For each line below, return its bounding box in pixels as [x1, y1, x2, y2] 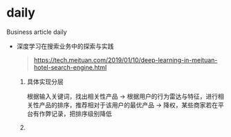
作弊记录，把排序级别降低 [39, 109, 112, 118]
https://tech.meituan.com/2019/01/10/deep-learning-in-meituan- [33, 55, 218, 64]
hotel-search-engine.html [33, 63, 107, 71]
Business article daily [6, 28, 67, 36]
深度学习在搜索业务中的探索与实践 [16, 42, 114, 50]
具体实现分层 [26, 77, 64, 86]
